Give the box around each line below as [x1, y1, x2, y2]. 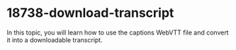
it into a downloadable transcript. [6, 35, 103, 44]
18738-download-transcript [6, 5, 174, 21]
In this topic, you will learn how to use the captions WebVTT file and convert [6, 28, 229, 37]
